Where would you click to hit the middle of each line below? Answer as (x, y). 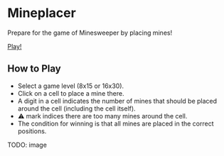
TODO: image (27, 145)
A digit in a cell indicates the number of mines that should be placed (117, 101)
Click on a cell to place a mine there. (71, 93)
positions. (32, 131)
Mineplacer (42, 13)
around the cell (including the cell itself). (77, 108)
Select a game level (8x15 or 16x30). (71, 86)
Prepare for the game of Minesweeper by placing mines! (90, 33)
